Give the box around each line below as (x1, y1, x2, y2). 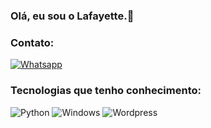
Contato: (10, 35, 55, 49)
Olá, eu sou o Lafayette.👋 (10, 9, 135, 23)
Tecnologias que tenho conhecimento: (10, 84, 202, 98)
